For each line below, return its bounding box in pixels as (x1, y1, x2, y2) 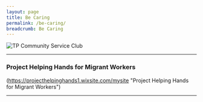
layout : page (6, 8, 39, 15)
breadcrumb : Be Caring (6, 25, 63, 32)
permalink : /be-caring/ (6, 20, 66, 26)
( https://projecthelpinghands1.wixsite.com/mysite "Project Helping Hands (6, 77, 189, 84)
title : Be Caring (6, 14, 50, 21)
